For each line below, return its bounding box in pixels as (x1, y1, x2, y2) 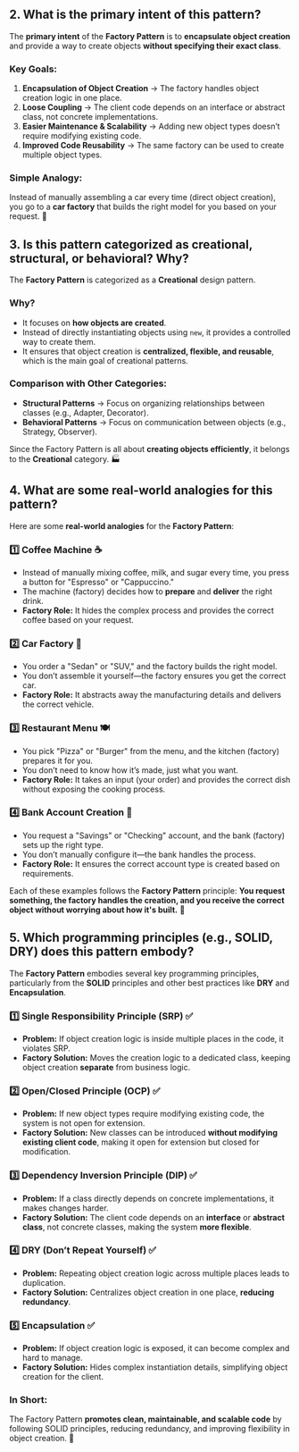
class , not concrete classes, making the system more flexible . (21, 1221, 252, 1232)
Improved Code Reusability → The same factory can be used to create (21, 140, 285, 151)
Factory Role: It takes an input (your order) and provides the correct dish (21, 774, 291, 785)
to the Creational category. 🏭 (9, 453, 120, 464)
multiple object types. (21, 149, 103, 160)
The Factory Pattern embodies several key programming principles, (9, 968, 260, 978)
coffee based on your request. (21, 614, 134, 625)
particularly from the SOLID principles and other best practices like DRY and (9, 978, 290, 988)
